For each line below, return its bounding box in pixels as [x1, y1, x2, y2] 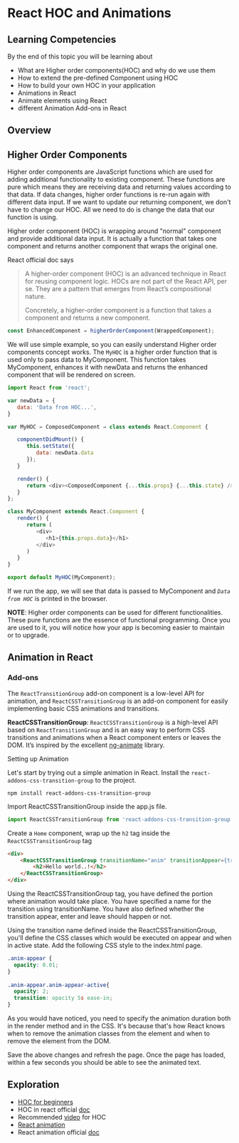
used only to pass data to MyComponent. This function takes [7, 355, 186, 364]
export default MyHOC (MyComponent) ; [7, 574, 116, 581]
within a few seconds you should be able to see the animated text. [7, 1058, 201, 1067]
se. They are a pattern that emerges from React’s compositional [24, 285, 212, 293]
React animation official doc [17, 1127, 100, 1137]
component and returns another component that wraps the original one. [7, 242, 218, 251]
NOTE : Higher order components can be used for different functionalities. [7, 608, 223, 617]
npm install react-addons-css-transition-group [7, 789, 152, 797]
